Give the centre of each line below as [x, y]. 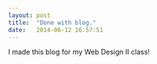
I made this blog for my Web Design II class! [79, 52]
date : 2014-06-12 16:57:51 [56, 30]
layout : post [29, 15]
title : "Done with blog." [52, 23]
